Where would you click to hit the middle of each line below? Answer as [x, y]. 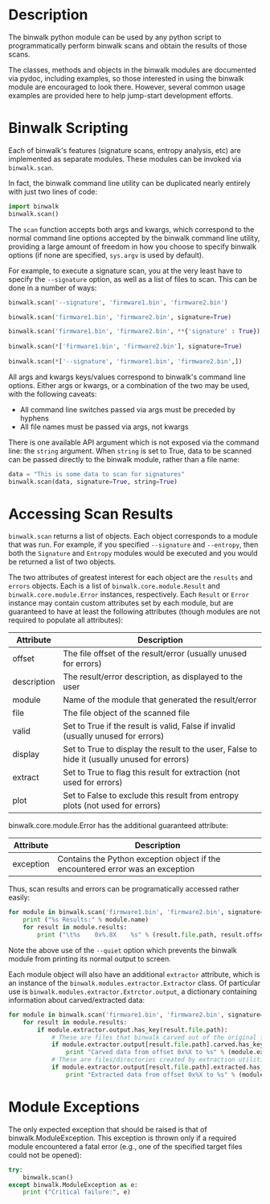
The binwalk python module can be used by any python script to [115, 37]
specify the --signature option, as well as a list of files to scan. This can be [133, 279]
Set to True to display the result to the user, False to [160, 749]
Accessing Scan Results [91, 514]
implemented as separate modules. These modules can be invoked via [125, 159]
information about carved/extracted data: [77, 999]
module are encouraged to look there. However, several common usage [127, 87]
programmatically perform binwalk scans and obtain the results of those [128, 45]
